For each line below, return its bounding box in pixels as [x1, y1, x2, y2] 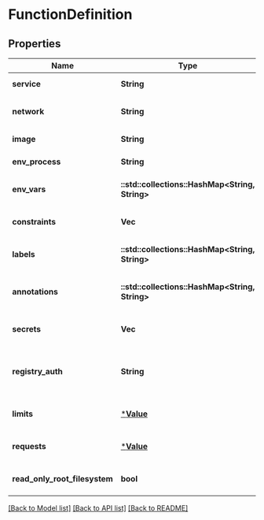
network [12, 106, 45, 117]
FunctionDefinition [8, 6, 133, 24]
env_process [12, 156, 61, 167]
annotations [12, 286, 59, 297]
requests [12, 441, 46, 451]
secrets [12, 324, 42, 334]
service [12, 79, 42, 89]
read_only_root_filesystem [12, 474, 114, 484]
